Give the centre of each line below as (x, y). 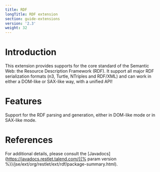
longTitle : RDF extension (31, 14)
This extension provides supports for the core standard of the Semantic (77, 66)
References (29, 140)
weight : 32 (16, 28)
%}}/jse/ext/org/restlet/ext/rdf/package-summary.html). (62, 164)
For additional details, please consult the (46, 153)
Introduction (31, 52)
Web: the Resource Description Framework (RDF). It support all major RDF (80, 71)
